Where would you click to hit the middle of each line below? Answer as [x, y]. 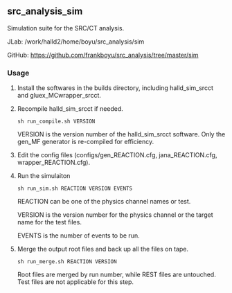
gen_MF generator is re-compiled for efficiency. [86, 142]
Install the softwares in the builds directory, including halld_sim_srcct [115, 88]
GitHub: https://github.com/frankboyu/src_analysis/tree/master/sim [103, 55]
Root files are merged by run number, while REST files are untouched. [116, 275]
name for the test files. [49, 222]
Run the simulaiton [44, 176]
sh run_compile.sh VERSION [56, 122]
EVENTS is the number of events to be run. [78, 236]
